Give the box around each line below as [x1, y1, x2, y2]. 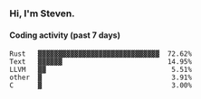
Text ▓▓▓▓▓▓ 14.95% [9, 58, 193, 67]
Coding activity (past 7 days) [9, 30, 120, 40]
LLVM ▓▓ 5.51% [9, 66, 193, 75]
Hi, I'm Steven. [9, 7, 75, 20]
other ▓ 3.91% [9, 73, 193, 83]
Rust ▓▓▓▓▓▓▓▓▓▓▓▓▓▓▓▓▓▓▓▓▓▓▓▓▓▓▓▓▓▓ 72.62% [9, 49, 193, 58]
